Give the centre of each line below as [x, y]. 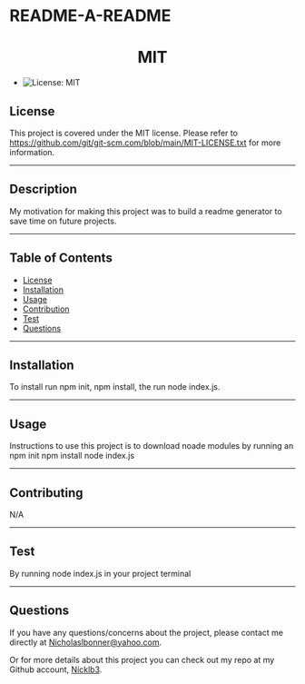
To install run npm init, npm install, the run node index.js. [115, 387]
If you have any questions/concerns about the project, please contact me [147, 632]
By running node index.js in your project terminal [100, 573]
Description [43, 189]
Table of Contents [61, 258]
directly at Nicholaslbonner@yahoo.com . [85, 642]
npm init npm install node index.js [72, 456]
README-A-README [90, 16]
